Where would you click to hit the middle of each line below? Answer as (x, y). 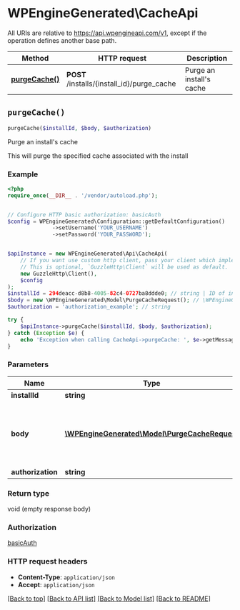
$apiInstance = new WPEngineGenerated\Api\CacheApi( (87, 254)
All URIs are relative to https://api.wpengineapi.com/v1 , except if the (107, 33)
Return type (29, 493)
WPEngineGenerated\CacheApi (103, 13)
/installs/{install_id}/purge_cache (121, 84)
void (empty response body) (49, 509)
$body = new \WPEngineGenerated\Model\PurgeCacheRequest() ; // (104, 300)
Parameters (28, 364)
